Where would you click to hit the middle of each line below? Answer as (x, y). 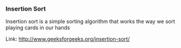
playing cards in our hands (38, 28)
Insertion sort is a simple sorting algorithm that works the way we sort (90, 22)
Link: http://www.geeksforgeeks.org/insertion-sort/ (68, 39)
